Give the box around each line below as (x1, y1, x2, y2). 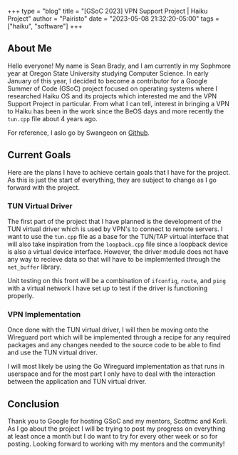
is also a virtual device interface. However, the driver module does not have (7, 247, 229, 256)
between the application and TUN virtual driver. (7, 377, 147, 386)
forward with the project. (7, 183, 81, 192)
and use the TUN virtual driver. (7, 348, 98, 357)
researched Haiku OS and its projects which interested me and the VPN (7, 91, 217, 100)
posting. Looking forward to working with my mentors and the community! (7, 439, 225, 449)
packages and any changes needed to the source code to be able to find (7, 341, 221, 349)
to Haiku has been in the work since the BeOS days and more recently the (7, 107, 224, 116)
